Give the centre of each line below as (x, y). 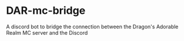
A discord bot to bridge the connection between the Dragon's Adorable (92, 27)
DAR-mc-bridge (46, 11)
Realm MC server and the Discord (47, 32)
